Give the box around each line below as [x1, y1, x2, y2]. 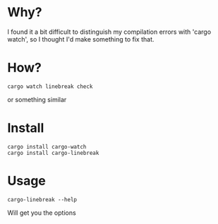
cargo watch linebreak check [7, 82, 93, 90]
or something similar [7, 95, 67, 104]
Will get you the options [7, 209, 76, 217]
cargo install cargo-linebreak [7, 149, 99, 156]
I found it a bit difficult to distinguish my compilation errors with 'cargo [7, 27, 212, 36]
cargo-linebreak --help [7, 196, 78, 203]
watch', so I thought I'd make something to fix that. [7, 35, 155, 43]
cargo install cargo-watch [7, 143, 87, 150]
